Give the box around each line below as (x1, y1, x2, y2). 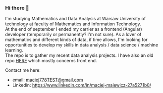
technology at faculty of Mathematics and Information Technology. (5, 21, 141, 27)
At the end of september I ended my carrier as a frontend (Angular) (5, 26, 142, 32)
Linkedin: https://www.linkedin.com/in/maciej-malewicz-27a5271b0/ (12, 82, 152, 88)
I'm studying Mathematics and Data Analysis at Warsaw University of (5, 16, 146, 22)
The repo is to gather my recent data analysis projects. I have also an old (5, 52, 154, 58)
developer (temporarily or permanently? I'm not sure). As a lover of (5, 32, 142, 38)
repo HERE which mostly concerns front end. (5, 58, 97, 64)
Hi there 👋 (5, 4, 30, 11)
